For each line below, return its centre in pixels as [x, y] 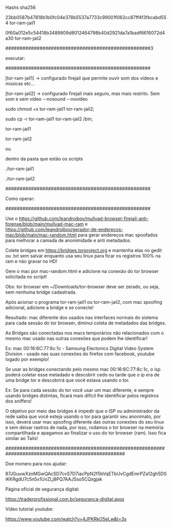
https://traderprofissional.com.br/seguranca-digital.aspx [65, 499]
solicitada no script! [26, 277]
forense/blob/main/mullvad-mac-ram [45, 224]
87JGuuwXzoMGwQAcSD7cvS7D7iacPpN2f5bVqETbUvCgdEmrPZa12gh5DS [86, 474]
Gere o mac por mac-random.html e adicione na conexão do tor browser [82, 271]
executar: [15, 58]
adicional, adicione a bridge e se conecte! [50, 307]
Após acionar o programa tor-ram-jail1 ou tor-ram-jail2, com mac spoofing [84, 302]
